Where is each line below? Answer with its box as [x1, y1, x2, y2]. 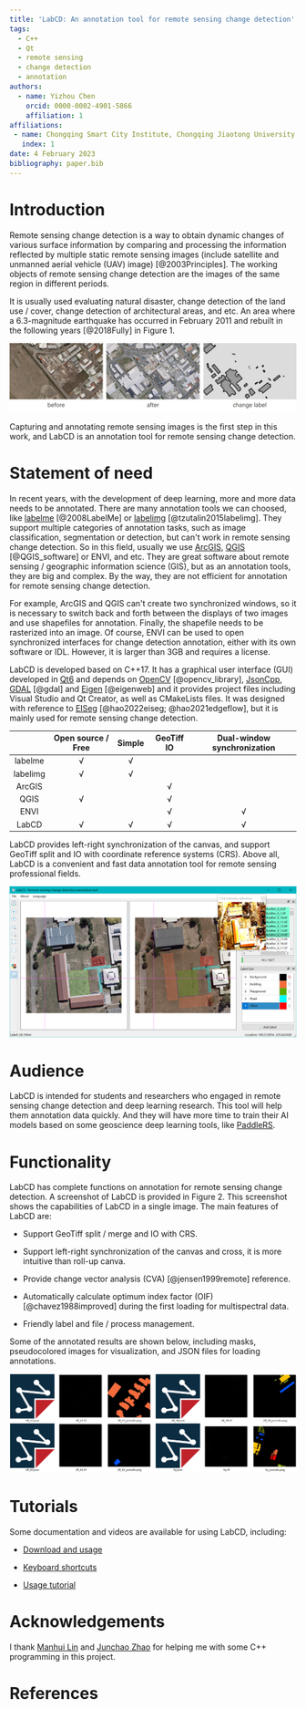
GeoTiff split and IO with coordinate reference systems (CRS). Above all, [9, 849, 280, 860]
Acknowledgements [9, 1611, 166, 1632]
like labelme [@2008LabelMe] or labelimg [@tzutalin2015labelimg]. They [9, 512, 282, 523]
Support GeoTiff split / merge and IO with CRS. [22, 1228, 199, 1239]
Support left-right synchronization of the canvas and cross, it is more [22, 1246, 282, 1258]
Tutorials [9, 1497, 78, 1517]
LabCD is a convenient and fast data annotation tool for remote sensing [9, 858, 277, 870]
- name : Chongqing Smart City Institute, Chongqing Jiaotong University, [13, 130, 300, 140]
